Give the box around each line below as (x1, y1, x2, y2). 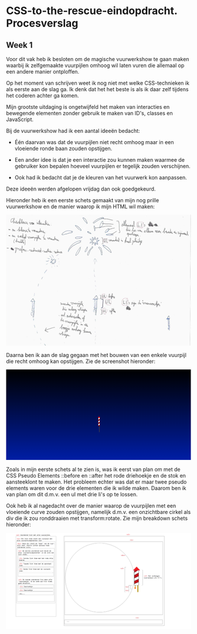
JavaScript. (6, 116, 34, 123)
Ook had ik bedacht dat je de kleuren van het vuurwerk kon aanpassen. (14, 174, 188, 181)
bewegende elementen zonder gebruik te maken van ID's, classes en (6, 110, 173, 116)
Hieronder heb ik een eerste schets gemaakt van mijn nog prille (6, 197, 159, 203)
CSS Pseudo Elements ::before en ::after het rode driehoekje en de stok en (6, 472, 186, 479)
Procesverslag (6, 16, 79, 30)
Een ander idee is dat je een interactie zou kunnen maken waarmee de (14, 156, 185, 163)
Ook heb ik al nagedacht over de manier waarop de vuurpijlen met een (6, 502, 176, 509)
